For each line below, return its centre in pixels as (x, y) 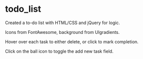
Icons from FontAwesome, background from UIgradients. (62, 32)
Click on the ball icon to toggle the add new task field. (59, 51)
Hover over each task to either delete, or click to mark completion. (72, 42)
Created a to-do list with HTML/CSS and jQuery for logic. (62, 23)
